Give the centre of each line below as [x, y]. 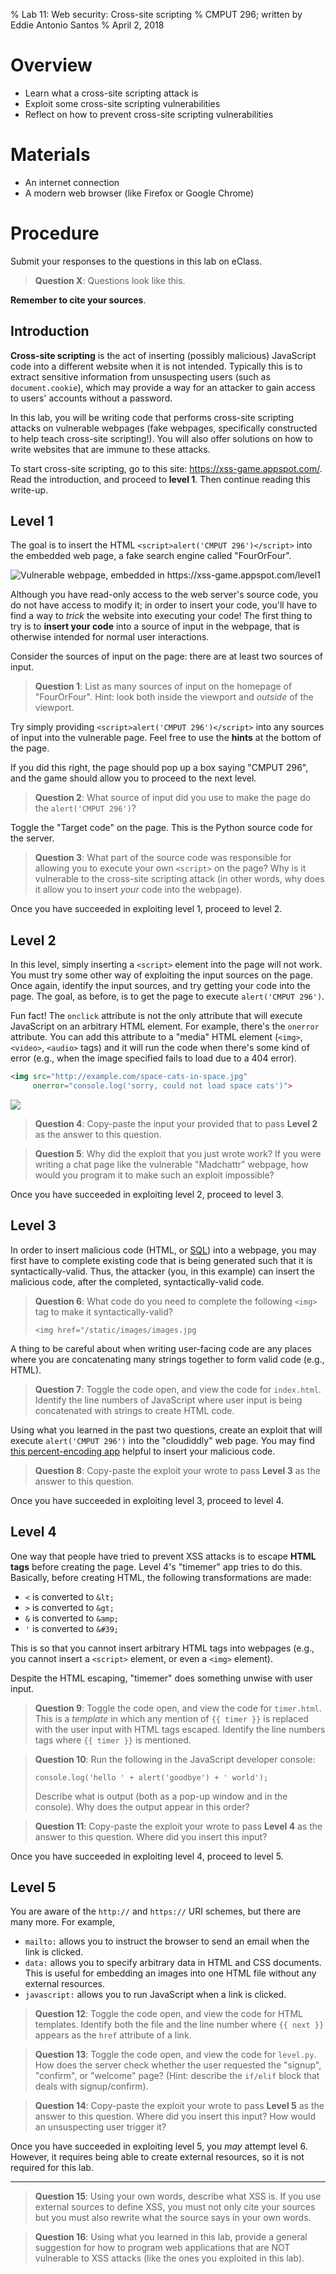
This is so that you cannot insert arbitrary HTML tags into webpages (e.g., [162, 1648]
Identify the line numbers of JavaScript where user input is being [168, 1400]
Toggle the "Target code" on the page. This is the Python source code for [161, 828]
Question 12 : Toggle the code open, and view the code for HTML [168, 2014]
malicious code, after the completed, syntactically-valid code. [137, 1281]
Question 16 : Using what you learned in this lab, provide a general [171, 2237]
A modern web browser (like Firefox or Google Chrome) [139, 193]
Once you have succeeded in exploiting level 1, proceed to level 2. [146, 909]
